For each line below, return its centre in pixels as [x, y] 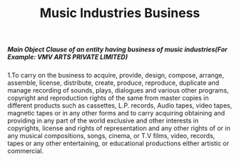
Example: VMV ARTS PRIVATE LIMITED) [68, 57]
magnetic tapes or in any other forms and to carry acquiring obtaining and [116, 113]
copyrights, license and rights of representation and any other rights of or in [119, 128]
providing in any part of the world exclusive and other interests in [103, 120]
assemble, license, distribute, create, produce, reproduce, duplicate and [113, 83]
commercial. [26, 150]
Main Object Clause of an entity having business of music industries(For [117, 50]
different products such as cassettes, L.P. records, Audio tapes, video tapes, [120, 105]
